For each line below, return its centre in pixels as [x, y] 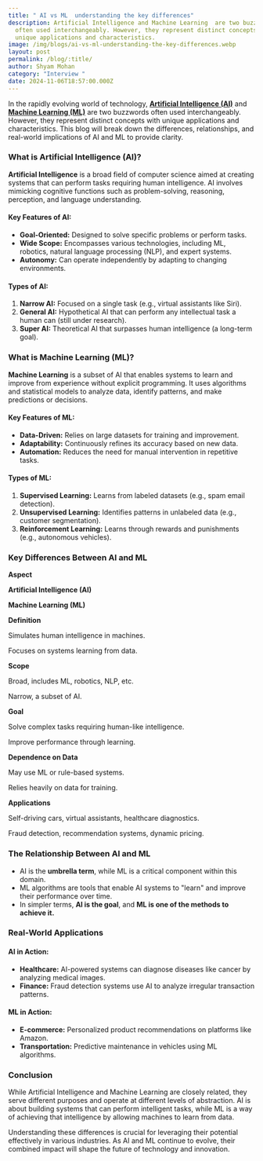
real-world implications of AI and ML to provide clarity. [96, 137]
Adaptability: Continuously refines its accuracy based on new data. [129, 443]
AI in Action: [29, 952]
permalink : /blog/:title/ [50, 60]
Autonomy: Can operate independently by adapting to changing [123, 260]
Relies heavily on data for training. [63, 788]
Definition [25, 621]
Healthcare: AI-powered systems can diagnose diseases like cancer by [135, 969]
